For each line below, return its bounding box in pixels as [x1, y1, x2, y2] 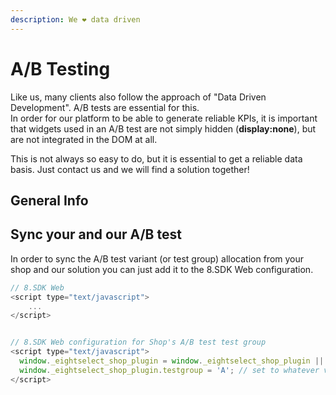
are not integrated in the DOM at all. [10, 133, 158, 145]
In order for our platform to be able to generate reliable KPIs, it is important [10, 112, 318, 124]
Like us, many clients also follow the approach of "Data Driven [10, 91, 267, 103]
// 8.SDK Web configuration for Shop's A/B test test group [10, 337, 267, 348]
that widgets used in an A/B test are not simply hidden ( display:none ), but [10, 122, 317, 135]
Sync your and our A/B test [10, 226, 182, 243]
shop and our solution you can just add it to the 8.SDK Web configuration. [10, 263, 314, 275]
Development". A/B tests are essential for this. [10, 101, 200, 113]
